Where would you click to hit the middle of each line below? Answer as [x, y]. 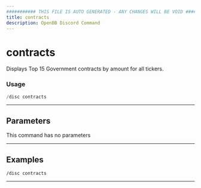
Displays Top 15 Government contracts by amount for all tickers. [85, 69]
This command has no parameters [48, 135]
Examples [25, 160]
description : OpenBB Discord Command [53, 23]
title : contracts [28, 17]
